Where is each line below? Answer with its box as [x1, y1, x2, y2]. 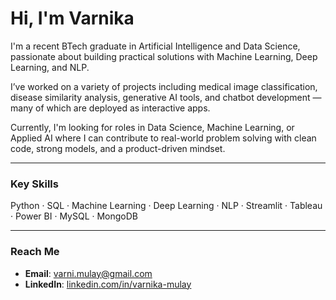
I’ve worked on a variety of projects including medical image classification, [10, 80, 318, 92]
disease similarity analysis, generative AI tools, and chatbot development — [10, 91, 322, 103]
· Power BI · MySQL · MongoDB [10, 210, 139, 222]
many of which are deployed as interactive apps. [10, 102, 211, 114]
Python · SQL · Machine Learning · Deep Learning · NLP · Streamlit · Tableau [10, 200, 323, 212]
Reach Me [10, 245, 60, 259]
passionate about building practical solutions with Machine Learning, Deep [10, 50, 318, 62]
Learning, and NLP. [10, 61, 90, 73]
